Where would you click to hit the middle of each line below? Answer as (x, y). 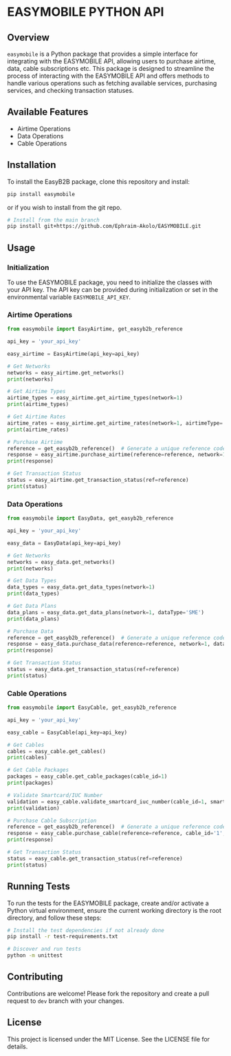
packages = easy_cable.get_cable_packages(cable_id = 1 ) (87, 777)
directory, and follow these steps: (54, 918)
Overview (29, 38)
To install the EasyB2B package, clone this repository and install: (99, 181)
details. (18, 1046)
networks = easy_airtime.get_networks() (66, 372)
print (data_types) (33, 594)
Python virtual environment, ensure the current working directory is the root (114, 910)
